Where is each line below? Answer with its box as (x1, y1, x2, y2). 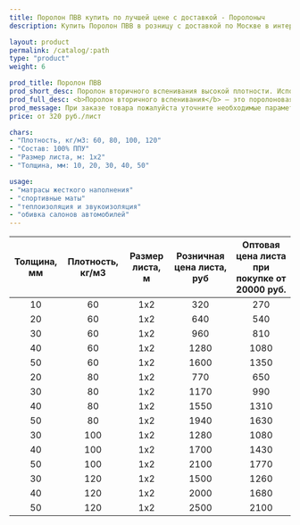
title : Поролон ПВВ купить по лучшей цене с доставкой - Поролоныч (9, 12, 266, 22)
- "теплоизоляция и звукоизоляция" (9, 202, 142, 211)
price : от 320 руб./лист (9, 112, 102, 121)
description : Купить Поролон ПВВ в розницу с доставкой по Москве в (9, 21, 270, 30)
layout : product (9, 37, 70, 46)
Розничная (176, 250, 225, 262)
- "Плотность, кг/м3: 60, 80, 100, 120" (9, 136, 162, 146)
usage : (9, 177, 34, 186)
